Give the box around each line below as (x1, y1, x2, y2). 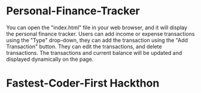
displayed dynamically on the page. (6, 55, 94, 63)
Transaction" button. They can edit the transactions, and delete (6, 43, 163, 50)
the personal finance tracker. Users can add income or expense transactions (6, 30, 195, 37)
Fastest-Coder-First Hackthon (6, 76, 160, 90)
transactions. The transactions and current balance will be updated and (6, 49, 182, 56)
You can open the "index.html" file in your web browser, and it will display (6, 24, 187, 31)
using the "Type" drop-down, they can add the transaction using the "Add (6, 36, 188, 44)
